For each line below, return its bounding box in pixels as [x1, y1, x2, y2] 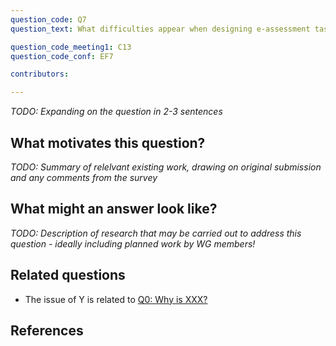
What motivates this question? [10, 134, 206, 151]
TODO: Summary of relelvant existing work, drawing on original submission [10, 161, 322, 173]
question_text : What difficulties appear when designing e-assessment [10, 24, 311, 34]
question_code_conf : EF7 [10, 51, 114, 61]
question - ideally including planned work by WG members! [10, 237, 256, 250]
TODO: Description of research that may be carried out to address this [10, 227, 302, 239]
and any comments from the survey [10, 171, 158, 183]
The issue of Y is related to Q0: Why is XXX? [24, 293, 208, 305]
